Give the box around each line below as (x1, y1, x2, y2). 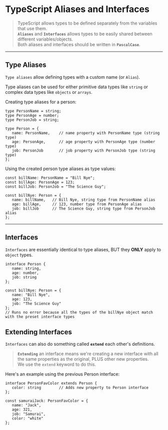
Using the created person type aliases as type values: (5, 166, 116, 172)
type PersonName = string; (5, 108, 61, 113)
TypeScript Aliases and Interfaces (5, 4, 150, 15)
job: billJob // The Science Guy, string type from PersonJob (11, 206, 155, 211)
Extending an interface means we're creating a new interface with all (17, 351, 158, 357)
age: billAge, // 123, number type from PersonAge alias (11, 202, 142, 207)
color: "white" (11, 416, 43, 421)
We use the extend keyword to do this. (17, 361, 96, 367)
